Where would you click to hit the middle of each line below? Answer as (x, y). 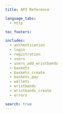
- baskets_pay (24, 77)
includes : (15, 41)
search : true (18, 104)
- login (17, 50)
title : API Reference (27, 10)
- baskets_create (27, 72)
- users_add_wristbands (34, 63)
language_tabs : (21, 18)
